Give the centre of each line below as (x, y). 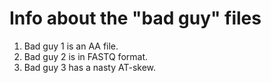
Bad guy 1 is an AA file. (71, 46)
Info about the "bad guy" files (135, 18)
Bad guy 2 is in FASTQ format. (86, 56)
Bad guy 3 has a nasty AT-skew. (90, 67)
